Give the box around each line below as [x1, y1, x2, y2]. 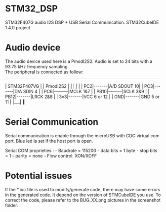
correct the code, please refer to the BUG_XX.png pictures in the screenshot [5, 197, 161, 203]
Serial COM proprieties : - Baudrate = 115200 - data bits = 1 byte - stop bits [5, 147, 158, 154]
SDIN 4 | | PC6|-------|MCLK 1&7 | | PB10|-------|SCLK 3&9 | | [23, 88, 150, 94]
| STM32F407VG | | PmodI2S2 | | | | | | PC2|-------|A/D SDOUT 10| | [5, 83, 143, 89]
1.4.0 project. [5, 24, 32, 30]
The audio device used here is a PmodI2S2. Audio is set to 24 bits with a [5, 58, 153, 64]
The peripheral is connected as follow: [5, 69, 83, 75]
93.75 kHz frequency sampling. [5, 63, 69, 69]
